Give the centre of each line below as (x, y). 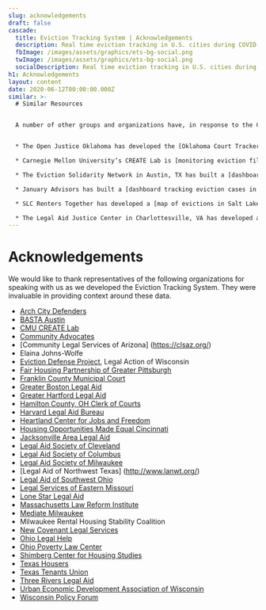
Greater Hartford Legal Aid (63, 395)
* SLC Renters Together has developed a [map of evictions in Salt (129, 204)
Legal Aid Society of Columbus (70, 454)
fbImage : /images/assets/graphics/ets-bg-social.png (104, 52)
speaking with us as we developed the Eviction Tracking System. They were (132, 288)
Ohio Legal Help (46, 539)
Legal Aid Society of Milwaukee (71, 463)
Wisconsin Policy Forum (59, 597)
